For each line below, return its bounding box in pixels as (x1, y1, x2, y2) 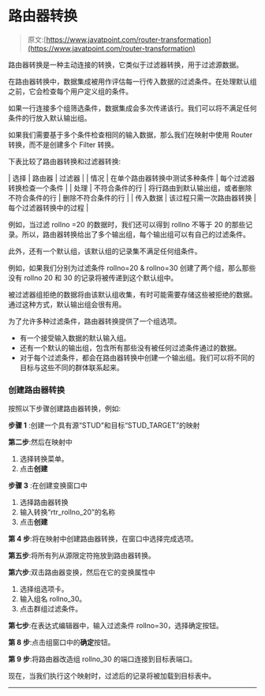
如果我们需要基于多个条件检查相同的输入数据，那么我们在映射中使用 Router (8, 129, 253, 139)
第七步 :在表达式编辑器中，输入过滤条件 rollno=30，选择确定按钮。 (8, 621, 223, 631)
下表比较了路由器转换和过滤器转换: (8, 156, 121, 166)
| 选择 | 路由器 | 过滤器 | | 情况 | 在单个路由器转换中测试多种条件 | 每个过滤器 (8, 173, 255, 182)
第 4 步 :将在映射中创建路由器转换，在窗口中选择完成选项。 (8, 534, 199, 544)
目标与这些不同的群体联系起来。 (19, 362, 124, 372)
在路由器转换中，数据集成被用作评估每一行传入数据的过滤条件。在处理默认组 (8, 77, 257, 86)
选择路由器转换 (19, 498, 69, 507)
